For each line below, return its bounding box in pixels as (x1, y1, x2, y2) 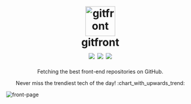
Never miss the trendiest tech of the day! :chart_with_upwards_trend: (16, 79, 185, 86)
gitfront (81, 36, 119, 49)
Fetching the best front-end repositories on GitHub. (37, 68, 164, 75)
